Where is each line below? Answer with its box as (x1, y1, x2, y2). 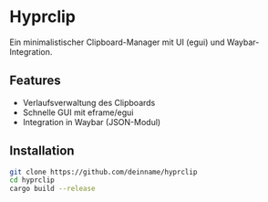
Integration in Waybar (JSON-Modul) (22, 116, 161, 127)
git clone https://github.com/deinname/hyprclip (9, 167, 198, 176)
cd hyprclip (9, 175, 55, 185)
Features (9, 73, 61, 89)
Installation (9, 144, 75, 159)
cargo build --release (9, 185, 96, 194)
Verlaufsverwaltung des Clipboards (22, 97, 156, 108)
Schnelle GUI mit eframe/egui (22, 107, 134, 118)
